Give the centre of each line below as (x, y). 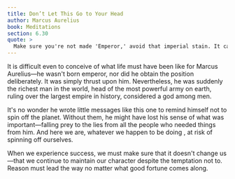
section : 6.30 (28, 33)
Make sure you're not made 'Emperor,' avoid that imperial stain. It (117, 46)
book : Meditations (34, 27)
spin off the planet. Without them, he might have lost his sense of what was (116, 117)
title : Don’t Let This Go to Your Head (65, 14)
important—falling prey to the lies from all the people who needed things (112, 125)
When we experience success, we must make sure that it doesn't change (113, 153)
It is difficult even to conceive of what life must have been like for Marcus (113, 66)
